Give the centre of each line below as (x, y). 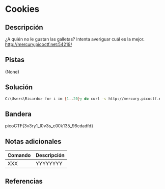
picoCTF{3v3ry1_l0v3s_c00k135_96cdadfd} (49, 126)
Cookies (22, 9)
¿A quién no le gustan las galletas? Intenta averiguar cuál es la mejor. (75, 39)
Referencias (24, 181)
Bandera (18, 114)
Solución (19, 87)
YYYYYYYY (49, 164)
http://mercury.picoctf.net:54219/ (39, 44)
